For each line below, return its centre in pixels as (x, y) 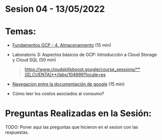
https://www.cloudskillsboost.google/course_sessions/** (82, 69)
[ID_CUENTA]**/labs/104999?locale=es (65, 75)
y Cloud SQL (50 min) (34, 60)
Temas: (21, 32)
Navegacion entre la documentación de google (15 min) (68, 84)
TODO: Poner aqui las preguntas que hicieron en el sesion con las (72, 127)
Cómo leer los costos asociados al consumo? (58, 94)
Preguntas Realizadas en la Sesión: (78, 113)
